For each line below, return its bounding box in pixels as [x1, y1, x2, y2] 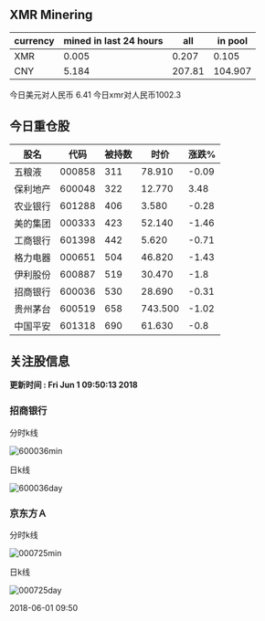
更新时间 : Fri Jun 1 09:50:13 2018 [9, 379, 139, 391]
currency [14, 34, 55, 47]
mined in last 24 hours [63, 34, 164, 47]
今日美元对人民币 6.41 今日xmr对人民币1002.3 [9, 89, 181, 100]
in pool [217, 34, 249, 47]
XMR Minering [9, 7, 93, 23]
